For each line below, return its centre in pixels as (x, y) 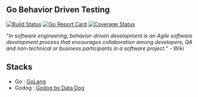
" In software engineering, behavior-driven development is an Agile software (99, 36)
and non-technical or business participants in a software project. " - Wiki (95, 48)
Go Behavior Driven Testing (58, 10)
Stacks (19, 67)
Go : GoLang (30, 81)
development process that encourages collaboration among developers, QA (99, 42)
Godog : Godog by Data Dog (50, 87)
